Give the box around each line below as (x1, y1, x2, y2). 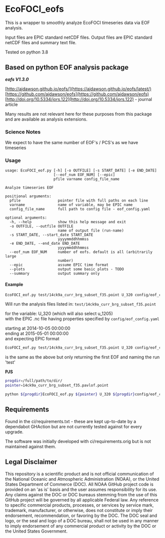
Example (5, 281, 24, 287)
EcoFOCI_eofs (5, 3, 64, 15)
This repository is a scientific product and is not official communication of (5, 471, 154, 477)
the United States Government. (5, 528, 68, 534)
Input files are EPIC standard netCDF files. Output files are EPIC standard (5, 34, 153, 40)
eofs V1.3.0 (5, 76, 29, 82)
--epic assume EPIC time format (9, 262, 109, 268)
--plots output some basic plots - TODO (9, 267, 124, 272)
